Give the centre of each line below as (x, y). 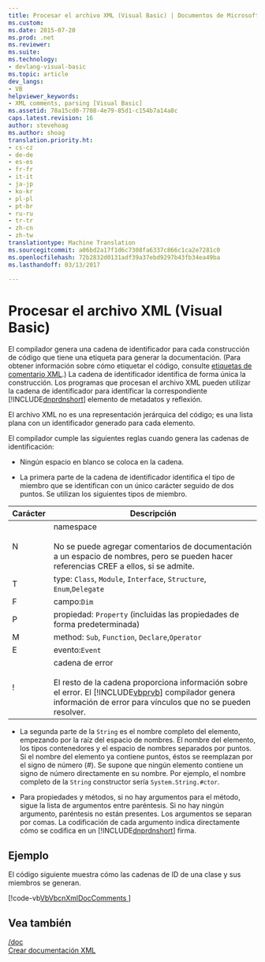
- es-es (21, 162)
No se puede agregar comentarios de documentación (153, 546)
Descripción (153, 513)
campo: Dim (73, 602)
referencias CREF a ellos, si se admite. (124, 566)
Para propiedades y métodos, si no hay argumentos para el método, (130, 797)
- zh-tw (21, 236)
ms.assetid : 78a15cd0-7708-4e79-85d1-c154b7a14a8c (93, 111)
